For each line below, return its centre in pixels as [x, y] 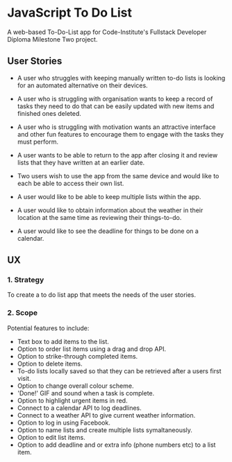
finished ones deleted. [49, 113]
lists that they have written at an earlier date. [81, 162]
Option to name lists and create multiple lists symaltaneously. [105, 430]
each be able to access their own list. [71, 183]
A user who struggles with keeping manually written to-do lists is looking [121, 78]
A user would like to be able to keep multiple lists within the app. [109, 196]
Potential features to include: [48, 328]
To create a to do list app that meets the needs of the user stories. [102, 295]
